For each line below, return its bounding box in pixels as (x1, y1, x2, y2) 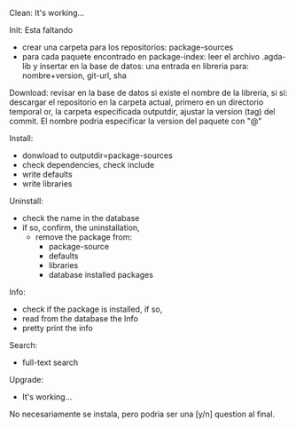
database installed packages (48, 270, 153, 280)
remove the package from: (35, 232, 133, 242)
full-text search (21, 357, 79, 368)
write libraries (21, 178, 73, 189)
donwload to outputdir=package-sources (21, 150, 173, 161)
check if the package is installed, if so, (21, 304, 163, 314)
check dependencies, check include (21, 160, 155, 170)
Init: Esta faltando (9, 25, 74, 35)
